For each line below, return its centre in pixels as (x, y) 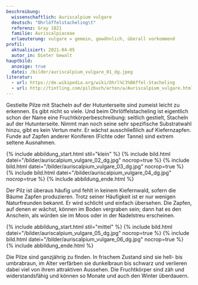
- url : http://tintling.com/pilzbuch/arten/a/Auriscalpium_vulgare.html (103, 88)
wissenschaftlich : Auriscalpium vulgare (62, 17)
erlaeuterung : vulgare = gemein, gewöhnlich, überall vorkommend (93, 39)
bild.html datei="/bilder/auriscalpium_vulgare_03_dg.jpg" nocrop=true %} (95, 166)
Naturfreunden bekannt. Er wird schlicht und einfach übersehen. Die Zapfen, (99, 203)
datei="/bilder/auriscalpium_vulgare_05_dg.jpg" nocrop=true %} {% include (98, 233)
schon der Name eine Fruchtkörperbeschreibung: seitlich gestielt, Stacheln (97, 117)
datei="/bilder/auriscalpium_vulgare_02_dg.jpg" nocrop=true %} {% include (98, 160)
